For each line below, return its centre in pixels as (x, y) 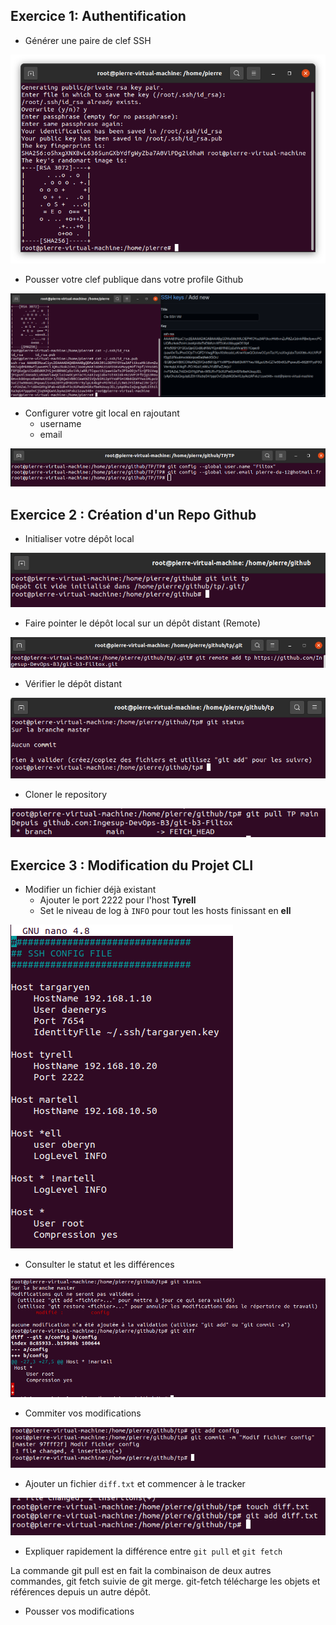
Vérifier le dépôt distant (73, 684)
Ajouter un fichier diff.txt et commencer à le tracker (135, 1484)
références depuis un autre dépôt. (81, 1592)
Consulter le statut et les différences (99, 1265)
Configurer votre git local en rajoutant (102, 413)
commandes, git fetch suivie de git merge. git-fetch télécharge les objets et (165, 1581)
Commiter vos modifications (83, 1413)
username (60, 423)
